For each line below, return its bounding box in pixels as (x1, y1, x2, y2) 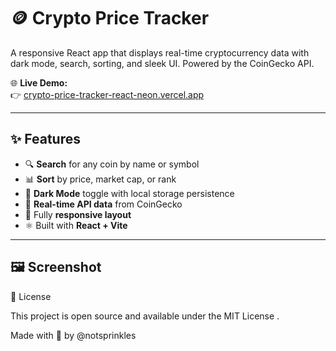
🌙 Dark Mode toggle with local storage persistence (24, 187, 235, 199)
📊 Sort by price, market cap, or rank (24, 173, 177, 185)
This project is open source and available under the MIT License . (10, 310, 280, 322)
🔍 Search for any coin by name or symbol (24, 158, 200, 170)
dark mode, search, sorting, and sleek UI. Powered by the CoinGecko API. (10, 57, 315, 69)
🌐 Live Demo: (10, 76, 68, 89)
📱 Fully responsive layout (24, 208, 132, 220)
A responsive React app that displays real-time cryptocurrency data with (10, 46, 310, 59)
